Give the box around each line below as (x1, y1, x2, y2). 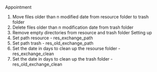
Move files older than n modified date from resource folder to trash (12, 14, 149, 19)
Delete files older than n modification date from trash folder (12, 24, 134, 30)
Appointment (5, 4, 32, 10)
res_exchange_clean (12, 51, 54, 57)
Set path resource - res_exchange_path (12, 35, 93, 41)
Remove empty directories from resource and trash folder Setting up (12, 30, 152, 35)
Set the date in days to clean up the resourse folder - (12, 46, 120, 51)
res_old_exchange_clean (12, 62, 63, 67)
